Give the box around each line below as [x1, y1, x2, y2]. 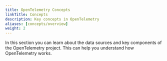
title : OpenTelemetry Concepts [5, 7, 70, 12]
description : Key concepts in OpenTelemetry [5, 16, 99, 21]
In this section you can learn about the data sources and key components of [5, 39, 162, 45]
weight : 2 [5, 26, 26, 31]
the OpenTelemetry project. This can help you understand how [5, 45, 134, 51]
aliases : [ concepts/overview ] [5, 21, 68, 26]
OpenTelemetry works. [5, 50, 52, 56]
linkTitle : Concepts [5, 12, 48, 17]
